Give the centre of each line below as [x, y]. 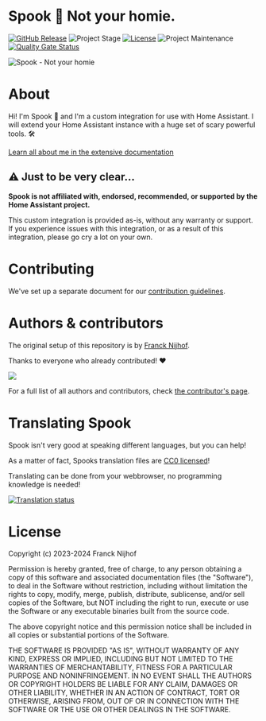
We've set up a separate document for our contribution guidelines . [117, 291]
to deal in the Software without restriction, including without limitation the [128, 586]
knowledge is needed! [44, 484]
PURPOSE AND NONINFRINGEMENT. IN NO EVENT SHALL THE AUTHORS [130, 676]
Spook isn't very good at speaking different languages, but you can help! [127, 445]
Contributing [51, 269]
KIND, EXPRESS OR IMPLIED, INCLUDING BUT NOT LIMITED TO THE [121, 659]
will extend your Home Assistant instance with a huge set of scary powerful [132, 124]
